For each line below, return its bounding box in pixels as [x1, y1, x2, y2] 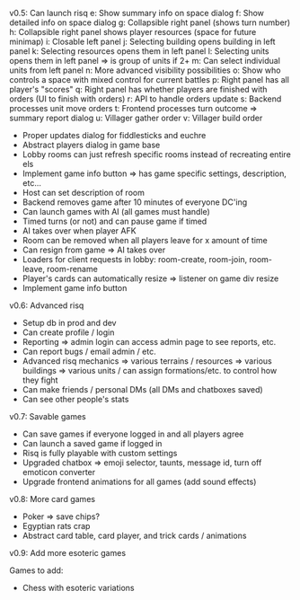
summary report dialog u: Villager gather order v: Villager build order [9, 112, 263, 123]
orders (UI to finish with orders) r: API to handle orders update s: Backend [9, 93, 282, 104]
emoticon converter [22, 467, 96, 477]
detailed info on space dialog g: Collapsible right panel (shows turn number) [9, 17, 291, 28]
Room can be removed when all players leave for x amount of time [22, 235, 268, 245]
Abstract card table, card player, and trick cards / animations [22, 530, 247, 541]
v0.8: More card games [9, 494, 96, 504]
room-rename [46, 264, 99, 274]
